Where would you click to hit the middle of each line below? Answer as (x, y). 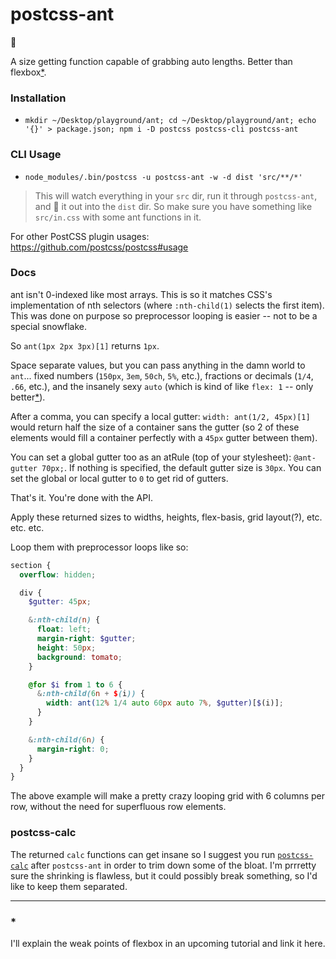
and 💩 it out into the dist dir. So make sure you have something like (173, 206)
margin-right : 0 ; (73, 749)
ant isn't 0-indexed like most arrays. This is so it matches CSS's (141, 294)
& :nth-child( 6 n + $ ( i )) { (90, 694)
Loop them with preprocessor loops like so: (99, 547)
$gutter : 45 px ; (60, 602)
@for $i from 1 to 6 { (75, 684)
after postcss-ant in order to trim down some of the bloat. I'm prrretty (173, 865)
